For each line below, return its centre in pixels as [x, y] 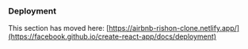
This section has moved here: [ [59, 28]
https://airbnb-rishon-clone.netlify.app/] [174, 28]
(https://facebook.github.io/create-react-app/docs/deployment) [112, 36]
